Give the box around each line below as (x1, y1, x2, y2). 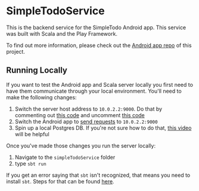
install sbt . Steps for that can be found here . (6, 177, 114, 185)
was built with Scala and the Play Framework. (6, 30, 118, 37)
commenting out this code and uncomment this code (14, 111, 145, 118)
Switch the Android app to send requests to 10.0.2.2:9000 (14, 118, 158, 125)
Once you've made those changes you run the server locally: (6, 142, 156, 149)
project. (6, 48, 26, 55)
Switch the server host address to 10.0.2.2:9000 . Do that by (14, 105, 163, 112)
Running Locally (6, 65, 67, 76)
